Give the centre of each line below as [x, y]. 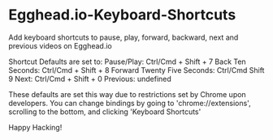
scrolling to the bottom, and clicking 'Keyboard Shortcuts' [105, 112]
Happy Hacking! [35, 127]
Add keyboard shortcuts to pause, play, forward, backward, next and [123, 37]
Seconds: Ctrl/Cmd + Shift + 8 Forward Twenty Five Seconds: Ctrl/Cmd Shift [136, 70]
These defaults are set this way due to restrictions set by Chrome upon [127, 94]
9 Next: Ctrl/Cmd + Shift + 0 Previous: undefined [90, 78]
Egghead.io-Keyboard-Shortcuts [122, 15]
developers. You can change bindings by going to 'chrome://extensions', [130, 103]
